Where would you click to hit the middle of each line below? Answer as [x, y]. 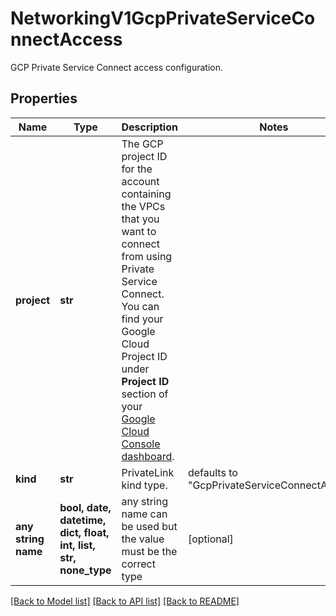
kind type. [144, 485]
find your [142, 319]
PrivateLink [148, 472]
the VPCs [143, 206]
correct [138, 564]
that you [140, 219]
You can [140, 306]
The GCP [142, 144]
